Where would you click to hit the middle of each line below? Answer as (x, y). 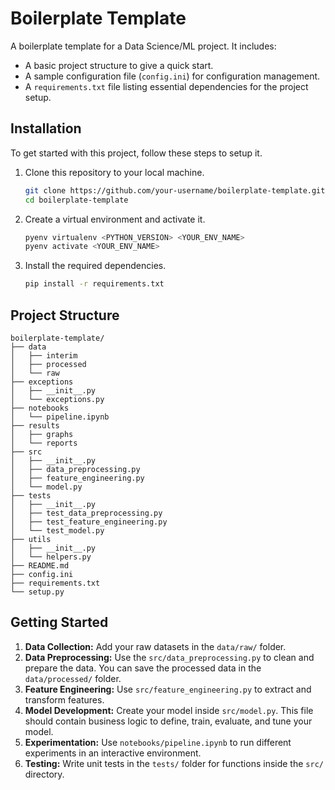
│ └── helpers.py (51, 557)
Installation (46, 128)
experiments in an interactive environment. (113, 753)
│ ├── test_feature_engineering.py (89, 522)
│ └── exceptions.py (57, 399)
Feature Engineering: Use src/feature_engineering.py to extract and (168, 689)
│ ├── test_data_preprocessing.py (86, 513)
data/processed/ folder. (73, 678)
